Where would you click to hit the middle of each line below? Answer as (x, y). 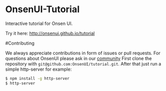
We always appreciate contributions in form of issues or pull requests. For (83, 53)
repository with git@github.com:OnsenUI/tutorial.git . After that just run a (83, 64)
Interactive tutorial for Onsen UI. (39, 23)
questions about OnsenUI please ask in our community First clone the (79, 58)
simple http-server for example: (39, 69)
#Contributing (20, 43)
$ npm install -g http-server (38, 78)
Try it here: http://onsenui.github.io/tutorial (50, 33)
